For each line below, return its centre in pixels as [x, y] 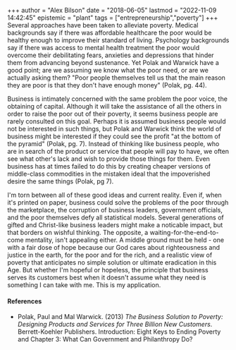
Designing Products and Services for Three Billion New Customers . [115, 325]
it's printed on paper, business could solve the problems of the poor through [118, 203]
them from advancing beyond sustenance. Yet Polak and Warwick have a [113, 62]
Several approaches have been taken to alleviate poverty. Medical [103, 25]
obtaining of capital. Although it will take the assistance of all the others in [114, 106]
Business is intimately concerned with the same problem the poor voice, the [117, 99]
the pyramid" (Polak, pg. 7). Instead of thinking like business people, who [113, 144]
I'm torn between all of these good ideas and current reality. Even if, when [114, 195]
